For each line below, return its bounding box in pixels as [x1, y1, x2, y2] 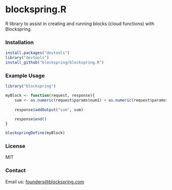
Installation [5, 38, 34, 46]
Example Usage [5, 72, 45, 79]
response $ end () [14, 116, 47, 121]
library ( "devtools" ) [5, 55, 50, 60]
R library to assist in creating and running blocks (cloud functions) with [5, 20, 155, 27]
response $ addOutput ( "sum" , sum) [14, 107, 83, 112]
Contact [5, 167, 26, 174]
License [5, 142, 26, 150]
